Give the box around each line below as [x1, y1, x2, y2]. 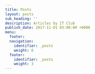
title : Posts [5, 7, 32, 12]
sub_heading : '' [5, 16, 38, 21]
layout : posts [5, 12, 34, 17]
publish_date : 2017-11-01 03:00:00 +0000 [5, 25, 91, 30]
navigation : [9, 39, 34, 44]
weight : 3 [14, 61, 34, 66]
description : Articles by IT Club [5, 20, 76, 26]
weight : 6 [14, 48, 34, 53]
